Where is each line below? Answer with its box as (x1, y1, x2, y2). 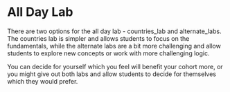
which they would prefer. (7, 77, 78, 85)
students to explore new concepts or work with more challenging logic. (7, 49, 210, 57)
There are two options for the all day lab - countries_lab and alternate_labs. (7, 27, 222, 35)
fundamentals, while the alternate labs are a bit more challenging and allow (7, 42, 222, 50)
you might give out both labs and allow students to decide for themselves (7, 70, 217, 78)
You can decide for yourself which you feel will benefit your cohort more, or (7, 62, 223, 71)
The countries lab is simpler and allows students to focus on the (7, 34, 190, 42)
